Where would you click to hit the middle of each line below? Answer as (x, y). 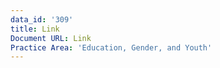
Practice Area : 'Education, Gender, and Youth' (111, 47)
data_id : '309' (42, 19)
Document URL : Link (51, 38)
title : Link (35, 29)
